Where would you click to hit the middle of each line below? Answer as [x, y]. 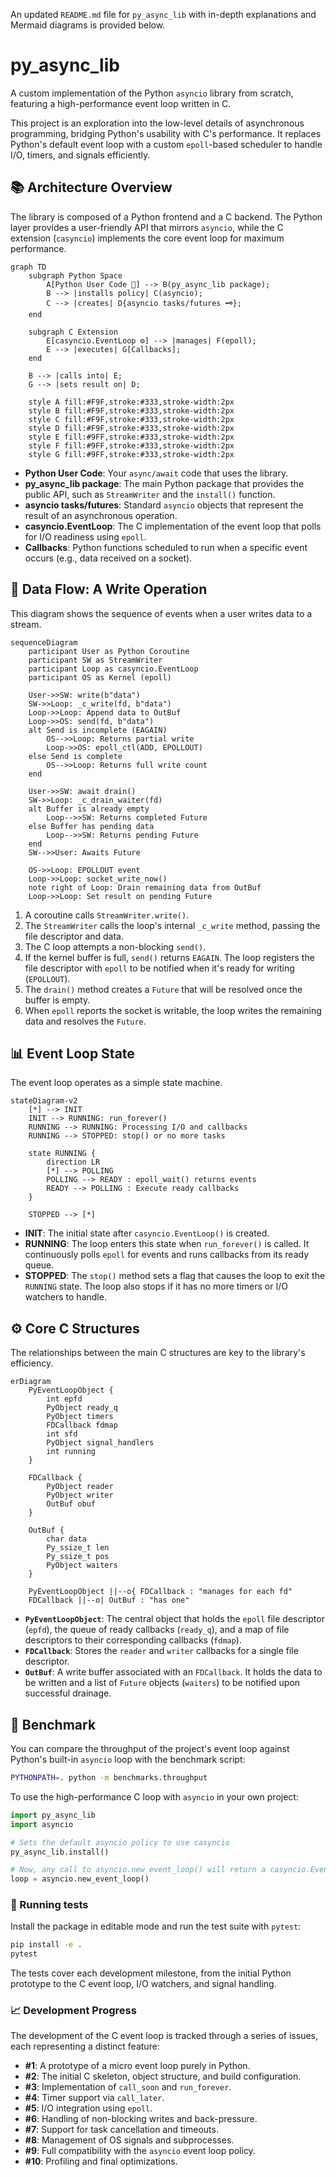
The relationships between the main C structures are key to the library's [158, 1353]
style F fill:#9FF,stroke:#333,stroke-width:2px [131, 445]
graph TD [28, 267]
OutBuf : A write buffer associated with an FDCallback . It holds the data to [173, 1672]
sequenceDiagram [44, 642]
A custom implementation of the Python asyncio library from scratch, [152, 93]
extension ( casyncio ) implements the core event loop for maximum [147, 238]
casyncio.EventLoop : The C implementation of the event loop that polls [173, 526]
